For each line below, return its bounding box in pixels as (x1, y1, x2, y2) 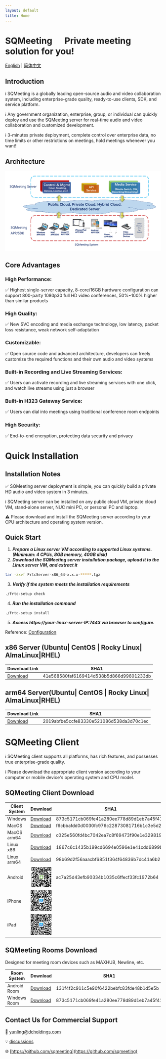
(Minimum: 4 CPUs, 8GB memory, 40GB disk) (12, 552, 108, 557)
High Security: (5, 421, 41, 428)
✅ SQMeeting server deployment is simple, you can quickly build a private (5, 483, 157, 489)
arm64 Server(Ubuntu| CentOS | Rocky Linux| (5, 689, 150, 697)
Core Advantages (5, 261, 60, 269)
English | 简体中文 (5, 62, 41, 69)
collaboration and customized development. (5, 122, 95, 128)
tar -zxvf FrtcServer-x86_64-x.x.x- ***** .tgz (5, 572, 100, 577)
